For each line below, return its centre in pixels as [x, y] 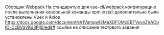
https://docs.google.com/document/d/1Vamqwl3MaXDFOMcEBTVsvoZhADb [82, 22]
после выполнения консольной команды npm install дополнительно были [82, 12]
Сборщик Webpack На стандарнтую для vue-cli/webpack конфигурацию [81, 7]
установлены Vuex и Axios [33, 17]
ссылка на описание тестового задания [98, 27]
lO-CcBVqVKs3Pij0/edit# [30, 27]
